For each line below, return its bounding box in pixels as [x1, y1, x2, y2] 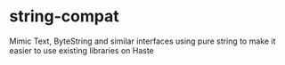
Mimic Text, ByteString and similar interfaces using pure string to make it [9, 36, 276, 46]
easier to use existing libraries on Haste [9, 45, 154, 55]
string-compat [9, 6, 119, 27]
